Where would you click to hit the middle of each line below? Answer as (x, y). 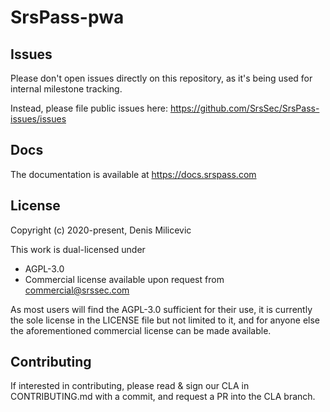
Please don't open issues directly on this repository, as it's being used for (161, 78)
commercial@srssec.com (77, 290)
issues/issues (38, 119)
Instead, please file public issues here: (89, 108)
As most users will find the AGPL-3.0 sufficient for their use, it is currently (161, 309)
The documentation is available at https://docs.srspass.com (133, 174)
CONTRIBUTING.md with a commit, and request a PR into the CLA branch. (163, 397)
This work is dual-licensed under (78, 249)
